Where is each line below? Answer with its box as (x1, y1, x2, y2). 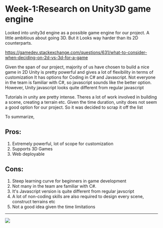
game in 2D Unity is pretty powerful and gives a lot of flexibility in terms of (5, 69, 154, 75)
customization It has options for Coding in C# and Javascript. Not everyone (5, 74, 156, 80)
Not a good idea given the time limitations (12, 204, 96, 210)
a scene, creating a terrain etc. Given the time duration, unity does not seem (5, 99, 157, 105)
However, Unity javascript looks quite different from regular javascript (5, 84, 144, 90)
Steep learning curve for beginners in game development (12, 178, 127, 184)
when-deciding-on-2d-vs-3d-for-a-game (5, 54, 88, 60)
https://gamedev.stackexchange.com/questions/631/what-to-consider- (5, 49, 147, 55)
